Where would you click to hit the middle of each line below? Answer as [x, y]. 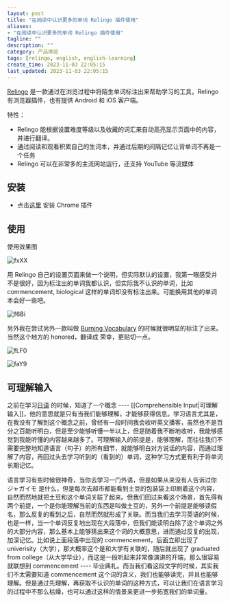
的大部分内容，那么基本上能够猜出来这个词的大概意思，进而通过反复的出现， [115, 531]
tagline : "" [24, 39]
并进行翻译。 [35, 137]
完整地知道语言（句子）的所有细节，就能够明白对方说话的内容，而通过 [118, 448]
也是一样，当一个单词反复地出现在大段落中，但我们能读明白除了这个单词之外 [115, 522]
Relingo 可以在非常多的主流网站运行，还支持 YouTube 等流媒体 [105, 164]
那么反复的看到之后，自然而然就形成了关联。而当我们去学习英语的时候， [121, 514]
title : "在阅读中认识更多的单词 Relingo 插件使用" [73, 20]
